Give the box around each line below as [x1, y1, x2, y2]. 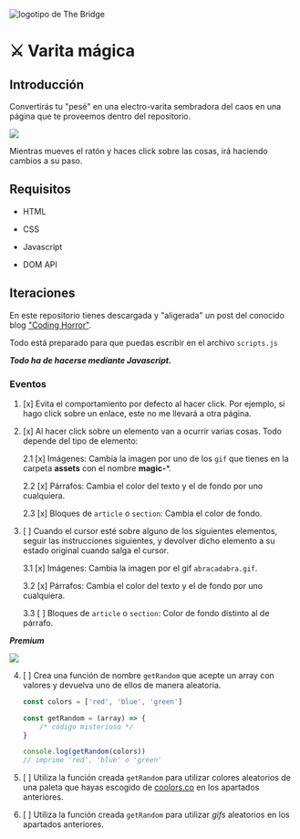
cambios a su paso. [9, 155, 83, 166]
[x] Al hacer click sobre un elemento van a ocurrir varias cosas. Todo [22, 425, 283, 436]
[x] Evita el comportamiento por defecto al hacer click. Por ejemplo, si [22, 398, 285, 409]
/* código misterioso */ [39, 722, 134, 731]
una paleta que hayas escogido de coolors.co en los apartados [22, 781, 260, 793]
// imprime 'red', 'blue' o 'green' [22, 756, 162, 765]
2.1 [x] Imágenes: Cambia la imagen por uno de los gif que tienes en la [22, 453, 289, 464]
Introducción [9, 77, 85, 92]
